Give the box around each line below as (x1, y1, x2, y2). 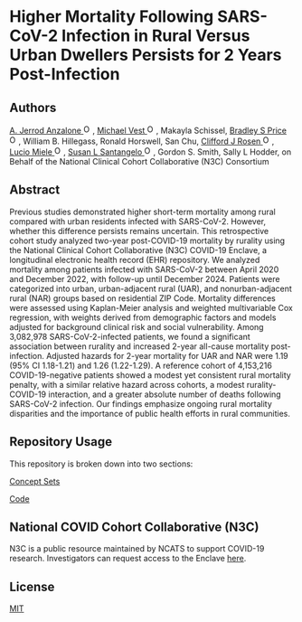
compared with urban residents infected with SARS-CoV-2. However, (9, 215, 267, 227)
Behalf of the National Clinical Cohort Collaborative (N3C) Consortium (9, 156, 269, 166)
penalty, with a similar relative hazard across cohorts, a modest (9, 379, 245, 390)
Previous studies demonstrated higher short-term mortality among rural (9, 206, 276, 217)
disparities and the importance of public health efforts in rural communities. (9, 408, 291, 419)
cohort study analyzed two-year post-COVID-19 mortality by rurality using (9, 235, 286, 246)
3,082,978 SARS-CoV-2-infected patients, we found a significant (9, 331, 250, 342)
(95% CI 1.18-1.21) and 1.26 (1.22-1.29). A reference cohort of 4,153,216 (9, 360, 273, 371)
